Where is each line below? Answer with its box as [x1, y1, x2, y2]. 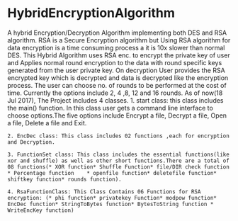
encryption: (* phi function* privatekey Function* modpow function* [7, 194, 217, 201]
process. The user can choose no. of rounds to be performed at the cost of [7, 81, 227, 89]
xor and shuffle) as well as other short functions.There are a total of [7, 157, 230, 164]
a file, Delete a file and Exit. [7, 118, 87, 127]
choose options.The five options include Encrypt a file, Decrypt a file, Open [7, 111, 227, 120]
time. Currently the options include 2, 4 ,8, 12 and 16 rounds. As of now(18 [7, 89, 223, 97]
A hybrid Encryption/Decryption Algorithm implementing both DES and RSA [7, 28, 227, 37]
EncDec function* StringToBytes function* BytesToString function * [7, 200, 214, 208]
